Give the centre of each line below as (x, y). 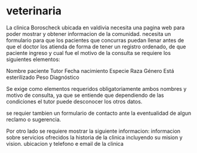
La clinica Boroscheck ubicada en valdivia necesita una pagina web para (96, 27)
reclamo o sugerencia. (34, 119)
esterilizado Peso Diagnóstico (43, 77)
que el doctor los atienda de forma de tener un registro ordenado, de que (96, 47)
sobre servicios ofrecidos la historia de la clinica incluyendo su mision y (95, 137)
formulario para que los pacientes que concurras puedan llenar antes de (95, 40)
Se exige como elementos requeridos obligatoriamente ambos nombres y (96, 88)
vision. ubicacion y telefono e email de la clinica (65, 143)
